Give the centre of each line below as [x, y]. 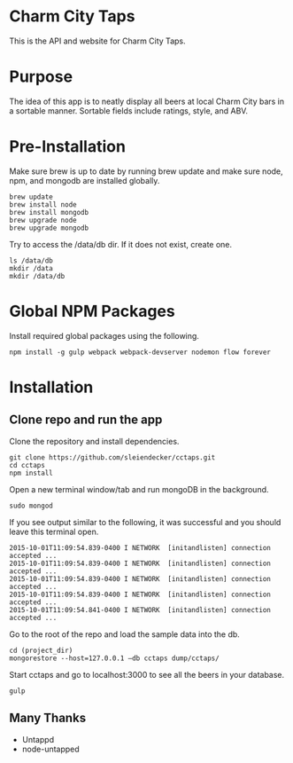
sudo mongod [31, 506]
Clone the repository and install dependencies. [94, 441]
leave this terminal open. [54, 531]
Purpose [41, 77]
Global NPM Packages [92, 311]
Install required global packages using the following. [104, 335]
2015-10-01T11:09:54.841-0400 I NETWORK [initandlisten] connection [140, 610]
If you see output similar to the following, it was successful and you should [145, 522]
